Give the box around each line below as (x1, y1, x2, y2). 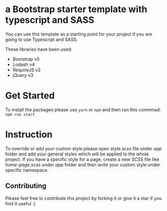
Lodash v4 (12, 61, 35, 67)
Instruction (5, 129, 53, 140)
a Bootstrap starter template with (5, 4, 148, 15)
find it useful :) (5, 200, 36, 206)
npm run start (5, 112, 35, 117)
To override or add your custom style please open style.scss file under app (5, 145, 162, 151)
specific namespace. (5, 167, 49, 173)
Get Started (5, 90, 55, 102)
